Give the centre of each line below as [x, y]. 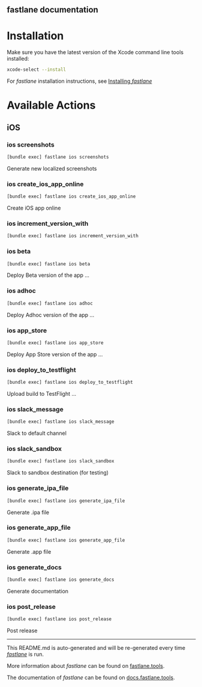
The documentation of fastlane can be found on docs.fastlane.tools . [91, 677]
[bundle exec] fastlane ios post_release [59, 619]
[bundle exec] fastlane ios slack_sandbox [61, 461]
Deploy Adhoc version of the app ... [51, 315]
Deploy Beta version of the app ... [48, 275]
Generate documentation [37, 591]
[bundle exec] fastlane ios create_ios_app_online [71, 197]
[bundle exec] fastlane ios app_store [55, 343]
